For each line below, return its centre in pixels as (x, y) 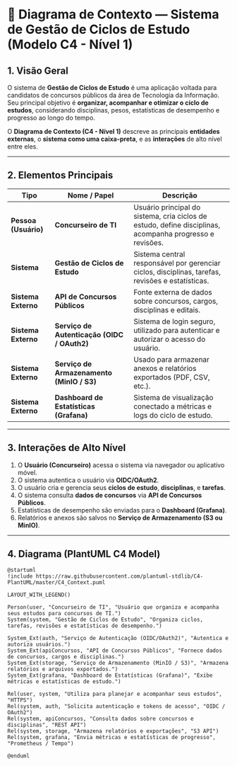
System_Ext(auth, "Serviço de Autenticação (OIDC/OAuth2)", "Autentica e (118, 639)
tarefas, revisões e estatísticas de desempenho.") (85, 626)
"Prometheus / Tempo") (41, 744)
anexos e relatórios (165, 368)
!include (20, 576)
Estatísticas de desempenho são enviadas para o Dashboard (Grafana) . (122, 510)
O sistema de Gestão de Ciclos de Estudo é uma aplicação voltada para (112, 87)
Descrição (180, 195)
